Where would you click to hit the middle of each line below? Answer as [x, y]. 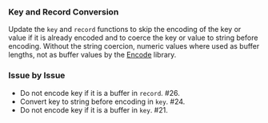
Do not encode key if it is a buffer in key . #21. [94, 109]
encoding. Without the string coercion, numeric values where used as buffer [134, 46]
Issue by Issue [37, 76]
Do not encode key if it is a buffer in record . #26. [100, 93]
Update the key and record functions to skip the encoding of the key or [125, 30]
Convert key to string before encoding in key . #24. [102, 101]
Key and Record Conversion [64, 12]
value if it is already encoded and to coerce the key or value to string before [133, 38]
